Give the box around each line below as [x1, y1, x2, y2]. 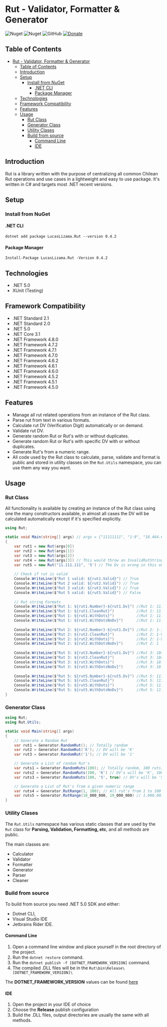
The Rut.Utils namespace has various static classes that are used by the [5, 821, 156, 827]
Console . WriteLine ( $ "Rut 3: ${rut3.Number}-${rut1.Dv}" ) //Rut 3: [14, 650, 155, 656]
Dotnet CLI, [12, 910, 36, 916]
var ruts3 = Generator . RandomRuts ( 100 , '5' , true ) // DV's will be [14, 775, 157, 780]
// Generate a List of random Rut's [14, 761, 90, 766]
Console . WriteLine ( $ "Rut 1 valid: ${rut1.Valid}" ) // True [14, 577, 139, 582]
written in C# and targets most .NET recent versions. [5, 181, 113, 187]
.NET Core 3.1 [12, 331, 41, 337]
